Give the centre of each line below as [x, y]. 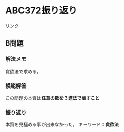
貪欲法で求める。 [23, 71]
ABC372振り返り [42, 10]
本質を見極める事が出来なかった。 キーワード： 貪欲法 [62, 125]
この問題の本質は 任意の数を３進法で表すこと [53, 98]
